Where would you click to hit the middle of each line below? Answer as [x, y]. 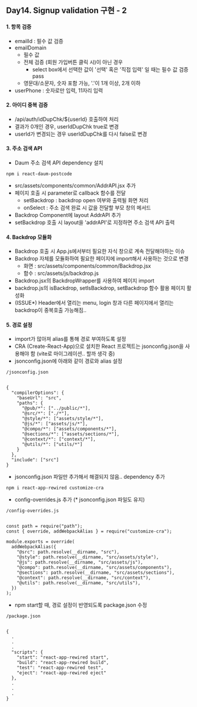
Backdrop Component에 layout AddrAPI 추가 [68, 215]
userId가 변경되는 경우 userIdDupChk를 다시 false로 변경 [81, 134]
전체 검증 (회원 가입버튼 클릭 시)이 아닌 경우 [73, 62]
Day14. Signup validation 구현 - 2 [66, 11]
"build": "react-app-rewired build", [63, 663]
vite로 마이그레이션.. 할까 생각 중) [77, 354]
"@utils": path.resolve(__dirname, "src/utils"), [79, 583]
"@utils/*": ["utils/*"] [52, 445]
